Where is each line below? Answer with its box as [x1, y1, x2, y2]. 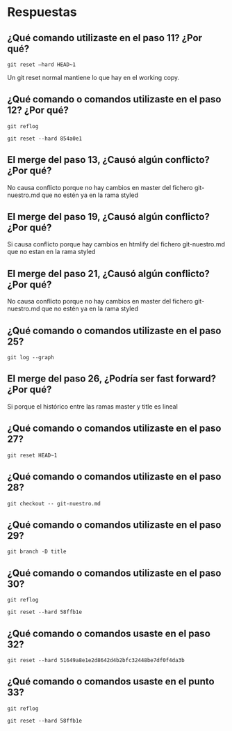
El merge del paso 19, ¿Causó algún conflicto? [7, 211, 210, 223]
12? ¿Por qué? [7, 104, 69, 116]
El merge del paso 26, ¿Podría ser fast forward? [7, 373, 217, 385]
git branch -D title [7, 548, 67, 556]
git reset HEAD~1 [7, 452, 58, 459]
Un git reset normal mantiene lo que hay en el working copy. [7, 74, 180, 81]
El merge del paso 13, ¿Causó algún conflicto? [7, 154, 210, 166]
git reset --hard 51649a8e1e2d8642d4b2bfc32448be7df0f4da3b [7, 657, 185, 663]
